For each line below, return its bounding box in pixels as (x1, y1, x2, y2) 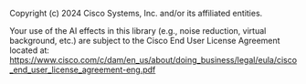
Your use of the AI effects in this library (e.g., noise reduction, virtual (9, 26, 267, 36)
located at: (9, 45, 50, 56)
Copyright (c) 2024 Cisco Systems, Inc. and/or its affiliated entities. (9, 8, 263, 18)
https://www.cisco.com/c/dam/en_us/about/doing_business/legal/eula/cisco (9, 55, 298, 65)
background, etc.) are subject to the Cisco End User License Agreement (9, 36, 280, 46)
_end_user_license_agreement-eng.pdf (9, 64, 156, 75)
